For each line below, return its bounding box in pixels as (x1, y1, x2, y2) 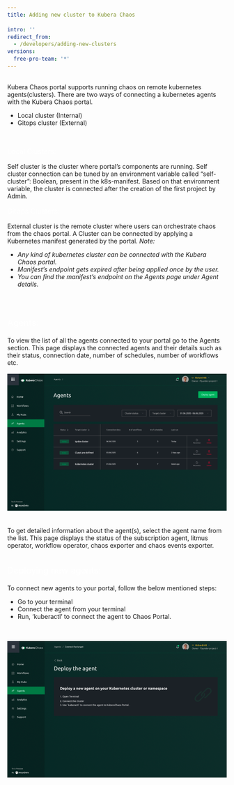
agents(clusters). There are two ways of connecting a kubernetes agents (7, 90, 217, 98)
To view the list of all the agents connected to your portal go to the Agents (7, 336, 221, 345)
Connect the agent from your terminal (17, 604, 126, 613)
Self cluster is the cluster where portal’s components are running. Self (7, 162, 208, 170)
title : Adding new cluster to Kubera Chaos (7, 11, 136, 18)
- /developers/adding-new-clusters (13, 40, 117, 48)
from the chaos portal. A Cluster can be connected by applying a (7, 229, 194, 237)
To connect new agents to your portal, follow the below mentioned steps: (7, 583, 217, 592)
